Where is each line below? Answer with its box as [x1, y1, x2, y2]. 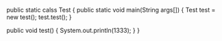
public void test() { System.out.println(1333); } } [6, 27, 140, 34]
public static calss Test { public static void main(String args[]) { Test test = [6, 6, 216, 14]
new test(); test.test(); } [6, 13, 73, 21]
